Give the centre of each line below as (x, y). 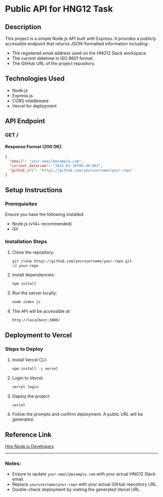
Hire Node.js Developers (30, 446)
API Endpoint (25, 121)
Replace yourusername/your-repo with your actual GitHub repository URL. (85, 484)
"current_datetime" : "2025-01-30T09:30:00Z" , (56, 166)
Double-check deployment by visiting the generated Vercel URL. (76, 490)
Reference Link (28, 435)
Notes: (13, 463)
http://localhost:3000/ (36, 320)
